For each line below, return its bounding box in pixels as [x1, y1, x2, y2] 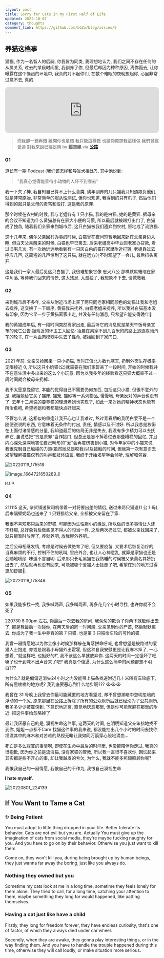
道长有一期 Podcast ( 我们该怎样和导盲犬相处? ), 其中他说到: [5, 168, 123, 174]
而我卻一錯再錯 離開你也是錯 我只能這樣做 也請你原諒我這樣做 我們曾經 [17, 138, 159, 143]
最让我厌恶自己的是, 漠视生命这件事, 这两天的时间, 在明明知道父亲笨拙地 [5, 720, 149, 726]
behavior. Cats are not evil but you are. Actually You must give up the [5, 830, 144, 836]
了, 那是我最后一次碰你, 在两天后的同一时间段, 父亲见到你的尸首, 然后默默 [5, 624, 152, 630]
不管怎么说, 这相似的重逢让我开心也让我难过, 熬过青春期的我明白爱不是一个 [5, 415, 155, 421]
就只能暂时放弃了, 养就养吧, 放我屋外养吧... [5, 533, 91, 539]
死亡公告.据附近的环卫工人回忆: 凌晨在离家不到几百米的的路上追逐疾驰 [13, 327, 155, 333]
